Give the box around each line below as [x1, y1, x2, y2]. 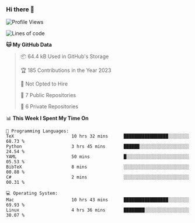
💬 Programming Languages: [6, 128, 69, 134]
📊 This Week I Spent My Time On [6, 115, 89, 122]
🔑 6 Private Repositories [20, 103, 79, 110]
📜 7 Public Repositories [20, 92, 76, 99]
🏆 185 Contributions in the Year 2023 [20, 67, 112, 74]
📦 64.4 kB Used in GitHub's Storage [20, 53, 109, 60]
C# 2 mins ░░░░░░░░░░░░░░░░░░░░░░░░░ [6, 174, 190, 180]
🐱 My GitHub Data [6, 41, 53, 49]
